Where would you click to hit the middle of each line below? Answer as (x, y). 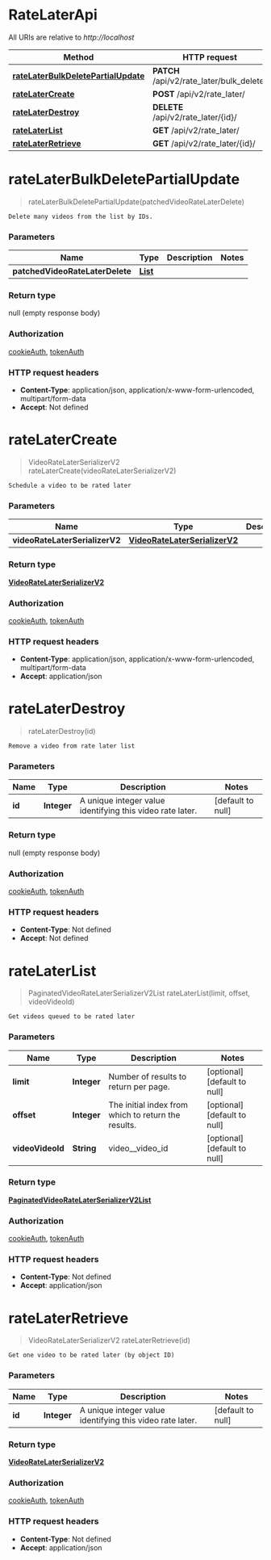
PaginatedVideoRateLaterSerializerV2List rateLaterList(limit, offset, (139, 993)
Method (79, 57)
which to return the (144, 1114)
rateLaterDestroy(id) (62, 732)
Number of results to (148, 1076)
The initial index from (148, 1105)
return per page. (140, 1086)
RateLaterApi (53, 15)
